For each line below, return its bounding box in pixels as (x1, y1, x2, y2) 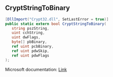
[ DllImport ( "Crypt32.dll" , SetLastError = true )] (5, 17, 109, 21)
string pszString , (11, 26, 50, 31)
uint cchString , (11, 30, 45, 36)
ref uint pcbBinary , (11, 44, 54, 49)
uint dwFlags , (11, 35, 41, 40)
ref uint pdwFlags (11, 53, 50, 58)
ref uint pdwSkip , (11, 48, 50, 53)
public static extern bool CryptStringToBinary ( (5, 21, 107, 26)
